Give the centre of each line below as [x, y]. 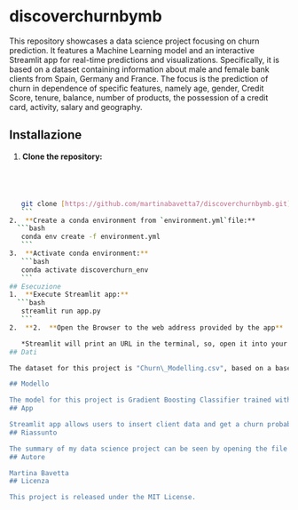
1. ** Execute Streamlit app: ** [69, 295]
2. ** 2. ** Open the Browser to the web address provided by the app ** [146, 327]
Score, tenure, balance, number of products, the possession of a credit [139, 97]
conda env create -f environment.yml [91, 237]
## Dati [24, 352]
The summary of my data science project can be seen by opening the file [149, 449]
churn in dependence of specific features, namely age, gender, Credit [137, 88]
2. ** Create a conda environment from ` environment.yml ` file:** [132, 220]
